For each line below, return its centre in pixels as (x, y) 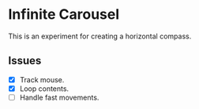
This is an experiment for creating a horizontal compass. (100, 36)
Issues (25, 61)
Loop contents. (44, 89)
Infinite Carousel (64, 15)
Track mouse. (42, 79)
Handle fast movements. (59, 97)
